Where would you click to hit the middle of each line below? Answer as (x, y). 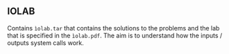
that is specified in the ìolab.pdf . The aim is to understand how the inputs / (115, 35)
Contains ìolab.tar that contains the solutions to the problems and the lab (113, 28)
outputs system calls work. (46, 43)
